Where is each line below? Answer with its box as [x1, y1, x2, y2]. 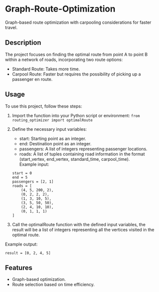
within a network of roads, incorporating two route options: [5, 57, 123, 62]
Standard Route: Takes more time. [12, 66, 80, 72]
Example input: [19, 161, 49, 167]
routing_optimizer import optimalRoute [12, 118, 93, 123]
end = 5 [12, 175, 28, 180]
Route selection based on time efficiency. [12, 282, 95, 288]
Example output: [5, 241, 38, 247]
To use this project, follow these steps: [5, 103, 82, 109]
